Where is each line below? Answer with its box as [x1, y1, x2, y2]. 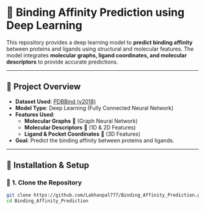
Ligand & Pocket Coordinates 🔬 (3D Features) [24, 130, 141, 137]
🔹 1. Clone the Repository [6, 178, 82, 187]
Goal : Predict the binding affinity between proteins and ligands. [15, 137, 174, 144]
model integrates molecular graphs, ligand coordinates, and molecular [6, 51, 187, 59]
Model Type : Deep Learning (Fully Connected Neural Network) [15, 104, 174, 112]
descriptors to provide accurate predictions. [6, 58, 118, 65]
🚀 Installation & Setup [6, 160, 90, 170]
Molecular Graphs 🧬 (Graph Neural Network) [24, 117, 138, 125]
